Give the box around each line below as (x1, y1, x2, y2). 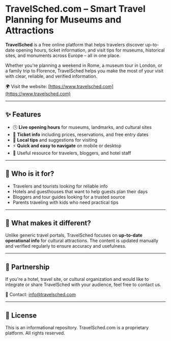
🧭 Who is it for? (5, 169, 54, 178)
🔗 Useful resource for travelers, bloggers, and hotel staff (12, 150, 131, 156)
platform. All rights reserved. (5, 330, 65, 336)
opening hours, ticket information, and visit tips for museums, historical (15, 47, 165, 53)
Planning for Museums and (5, 14, 122, 25)
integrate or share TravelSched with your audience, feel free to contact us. (5, 281, 161, 288)
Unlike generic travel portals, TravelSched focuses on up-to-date (5, 232, 142, 239)
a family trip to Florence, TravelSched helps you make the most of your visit (5, 67, 164, 74)
